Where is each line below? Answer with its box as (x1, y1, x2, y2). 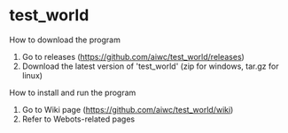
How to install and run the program (9, 87, 136, 98)
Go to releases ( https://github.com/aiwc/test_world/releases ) (21, 51, 245, 62)
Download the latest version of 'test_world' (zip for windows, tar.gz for (21, 61, 279, 71)
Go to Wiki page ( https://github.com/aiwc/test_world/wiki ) (21, 104, 234, 115)
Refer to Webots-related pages (21, 114, 136, 124)
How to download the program (9, 34, 121, 45)
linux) (21, 70, 43, 80)
